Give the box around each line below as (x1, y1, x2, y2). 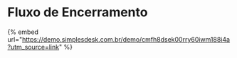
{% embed (7, 28, 39, 36)
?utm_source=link (7, 42, 59, 51)
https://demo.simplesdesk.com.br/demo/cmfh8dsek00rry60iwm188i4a (21, 35, 230, 43)
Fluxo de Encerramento (7, 4, 148, 21)
